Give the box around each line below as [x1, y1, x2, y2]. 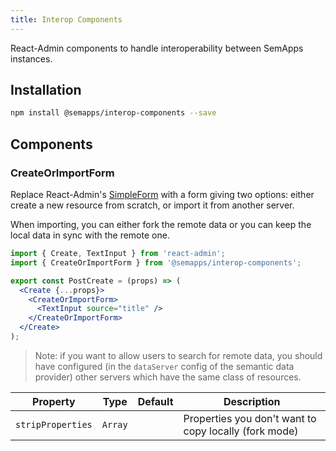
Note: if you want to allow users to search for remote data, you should [34, 349, 323, 361]
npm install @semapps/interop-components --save [10, 108, 217, 118]
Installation [10, 82, 82, 99]
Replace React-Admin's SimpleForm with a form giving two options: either [10, 189, 315, 200]
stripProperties [15, 419, 93, 430]
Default [137, 394, 174, 408]
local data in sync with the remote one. [10, 229, 170, 241]
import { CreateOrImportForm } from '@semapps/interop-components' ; [10, 257, 302, 268]
